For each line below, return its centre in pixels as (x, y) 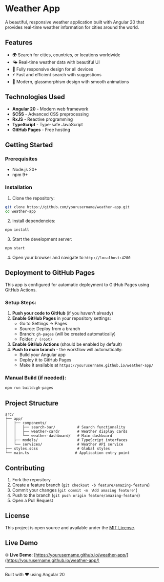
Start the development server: (42, 239)
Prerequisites (21, 158)
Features (19, 43)
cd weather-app (20, 212)
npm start (15, 248)
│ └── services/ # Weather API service (64, 445)
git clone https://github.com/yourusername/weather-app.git (68, 207)
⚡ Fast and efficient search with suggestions (57, 74)
